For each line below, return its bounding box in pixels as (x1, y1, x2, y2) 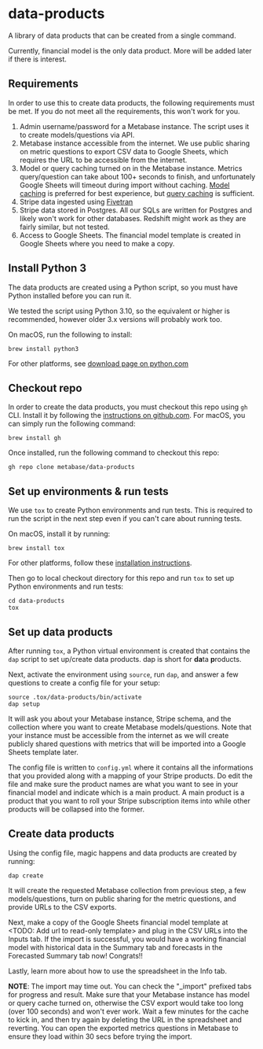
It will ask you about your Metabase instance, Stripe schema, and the (8, 714, 232, 723)
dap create (8, 871, 44, 880)
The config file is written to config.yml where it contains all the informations (8, 763, 254, 772)
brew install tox (8, 545, 65, 552)
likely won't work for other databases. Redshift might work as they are (19, 213, 247, 223)
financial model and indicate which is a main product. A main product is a (8, 788, 245, 797)
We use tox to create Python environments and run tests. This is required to (8, 505, 253, 515)
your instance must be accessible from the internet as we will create (8, 731, 229, 740)
